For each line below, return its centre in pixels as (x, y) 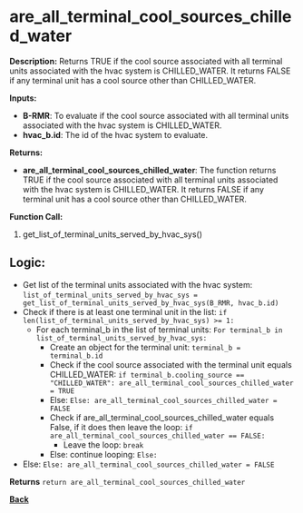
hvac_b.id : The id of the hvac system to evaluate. (115, 134)
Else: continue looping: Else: (103, 454)
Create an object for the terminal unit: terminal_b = (145, 347)
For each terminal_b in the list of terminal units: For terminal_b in (159, 330)
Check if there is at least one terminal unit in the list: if (125, 311)
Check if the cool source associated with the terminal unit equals (171, 364)
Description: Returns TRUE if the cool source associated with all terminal (146, 61)
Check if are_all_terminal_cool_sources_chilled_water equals (162, 417)
